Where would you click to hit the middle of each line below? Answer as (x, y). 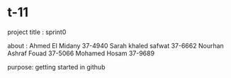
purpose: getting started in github (56, 67)
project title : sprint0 (37, 32)
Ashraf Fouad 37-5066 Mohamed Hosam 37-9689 (81, 53)
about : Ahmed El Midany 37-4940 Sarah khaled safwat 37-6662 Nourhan (116, 45)
